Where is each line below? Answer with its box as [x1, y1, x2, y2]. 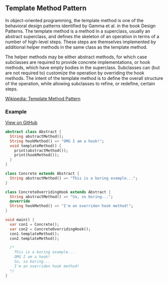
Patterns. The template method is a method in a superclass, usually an [5, 28, 150, 34]
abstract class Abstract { [5, 129, 62, 135]
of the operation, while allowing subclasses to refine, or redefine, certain [5, 80, 155, 86]
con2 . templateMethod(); [10, 236, 59, 241]
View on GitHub [5, 120, 38, 126]
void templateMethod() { [10, 143, 62, 148]
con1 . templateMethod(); [10, 231, 59, 236]
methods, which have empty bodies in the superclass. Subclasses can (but [5, 64, 160, 70]
